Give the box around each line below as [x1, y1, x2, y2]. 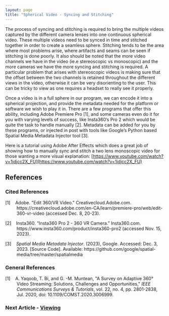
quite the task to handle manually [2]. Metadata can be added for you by [5, 122, 155, 128]
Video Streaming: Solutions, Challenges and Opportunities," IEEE [17, 281, 151, 287]
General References [5, 264, 55, 271]
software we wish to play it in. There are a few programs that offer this [5, 106, 151, 112]
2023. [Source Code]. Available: [17, 246, 83, 252]
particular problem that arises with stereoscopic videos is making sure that [5, 69, 160, 75]
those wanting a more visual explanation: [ [5, 153, 93, 159]
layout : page [5, 7, 33, 13]
